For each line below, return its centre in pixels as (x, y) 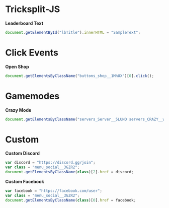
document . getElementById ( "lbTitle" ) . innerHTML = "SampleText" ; (73, 32)
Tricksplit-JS (33, 9)
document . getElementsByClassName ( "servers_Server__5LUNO (66, 119)
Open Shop (17, 66)
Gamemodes (32, 96)
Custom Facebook (25, 182)
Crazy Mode (18, 110)
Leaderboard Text (24, 23)
